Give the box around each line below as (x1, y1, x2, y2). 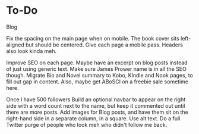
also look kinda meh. (6, 47, 57, 54)
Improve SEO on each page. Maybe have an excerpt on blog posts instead (6, 59, 188, 66)
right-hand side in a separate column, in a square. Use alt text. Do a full (6, 114, 181, 122)
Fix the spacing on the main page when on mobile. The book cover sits (6, 35, 179, 42)
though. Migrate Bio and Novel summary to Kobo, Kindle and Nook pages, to (6, 71, 193, 79)
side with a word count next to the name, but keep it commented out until (6, 102, 185, 109)
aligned (6, 41, 25, 48)
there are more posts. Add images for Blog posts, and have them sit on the (6, 108, 188, 116)
